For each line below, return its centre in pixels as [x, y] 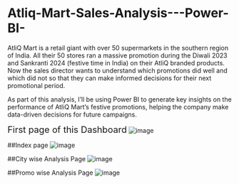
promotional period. [36, 85]
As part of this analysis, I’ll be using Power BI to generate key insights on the [119, 99]
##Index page [28, 145]
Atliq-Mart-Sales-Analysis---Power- [118, 13]
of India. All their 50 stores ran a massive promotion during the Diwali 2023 [118, 55]
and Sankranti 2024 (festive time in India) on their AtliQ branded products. [116, 63]
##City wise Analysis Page [47, 158]
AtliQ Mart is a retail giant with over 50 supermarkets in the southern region [118, 48]
